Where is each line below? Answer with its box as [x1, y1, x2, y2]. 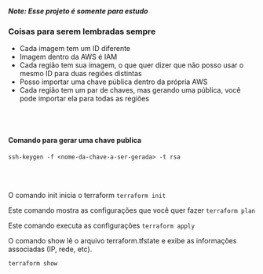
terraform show [8, 259, 58, 267]
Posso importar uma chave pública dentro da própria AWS [19, 77, 208, 86]
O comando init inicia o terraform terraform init [8, 190, 166, 199]
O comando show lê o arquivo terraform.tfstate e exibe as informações [8, 236, 237, 245]
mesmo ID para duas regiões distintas [19, 69, 143, 79]
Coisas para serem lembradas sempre [8, 26, 156, 37]
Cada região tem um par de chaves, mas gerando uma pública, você [19, 86, 241, 95]
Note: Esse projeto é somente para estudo [8, 6, 148, 16]
